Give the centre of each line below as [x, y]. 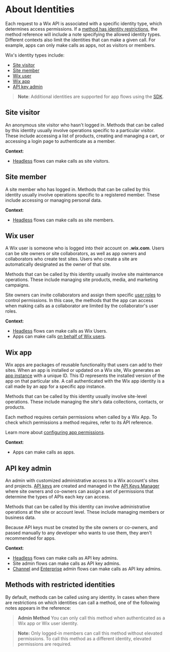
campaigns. [18, 285]
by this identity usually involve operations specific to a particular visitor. [80, 130]
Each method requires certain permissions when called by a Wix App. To [81, 417]
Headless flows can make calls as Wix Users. [60, 331]
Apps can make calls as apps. [44, 452]
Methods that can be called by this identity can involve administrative [78, 507]
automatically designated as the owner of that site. [58, 264]
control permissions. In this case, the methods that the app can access [79, 300]
